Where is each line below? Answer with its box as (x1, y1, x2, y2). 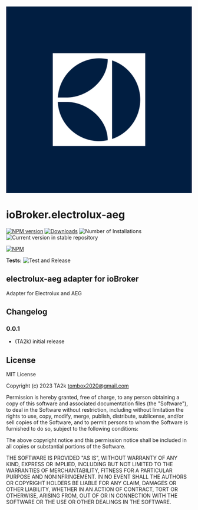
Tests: (6, 257, 22, 264)
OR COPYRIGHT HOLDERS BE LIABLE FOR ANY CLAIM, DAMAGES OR (6, 480, 177, 487)
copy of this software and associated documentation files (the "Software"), (6, 400, 189, 407)
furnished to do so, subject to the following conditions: (6, 425, 138, 432)
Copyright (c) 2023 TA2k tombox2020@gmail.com (6, 382, 129, 389)
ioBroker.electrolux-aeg (6, 208, 126, 222)
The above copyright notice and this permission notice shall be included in (6, 437, 187, 444)
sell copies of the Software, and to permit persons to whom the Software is (6, 419, 189, 426)
